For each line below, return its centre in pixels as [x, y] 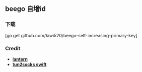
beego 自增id [26, 9]
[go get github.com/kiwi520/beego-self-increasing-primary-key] [71, 35]
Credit [13, 48]
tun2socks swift [29, 64]
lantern [20, 59]
